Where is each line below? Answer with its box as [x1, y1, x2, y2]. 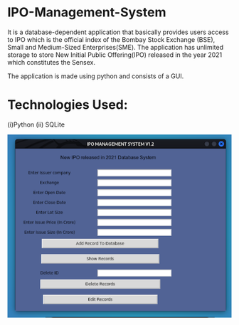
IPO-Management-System [7, 4, 166, 21]
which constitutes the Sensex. [7, 58, 96, 66]
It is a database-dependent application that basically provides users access [7, 28, 229, 36]
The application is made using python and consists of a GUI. [7, 72, 184, 80]
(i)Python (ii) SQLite [7, 120, 65, 129]
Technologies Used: [7, 97, 128, 113]
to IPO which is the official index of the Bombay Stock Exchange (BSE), [7, 35, 216, 43]
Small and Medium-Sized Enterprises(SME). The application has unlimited [7, 43, 224, 51]
